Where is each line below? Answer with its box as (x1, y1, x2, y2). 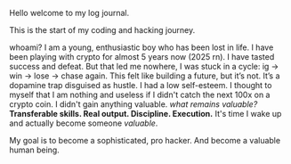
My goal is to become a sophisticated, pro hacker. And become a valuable (9, 135, 281, 145)
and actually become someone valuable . (9, 118, 158, 128)
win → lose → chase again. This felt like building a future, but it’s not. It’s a (9, 70, 280, 81)
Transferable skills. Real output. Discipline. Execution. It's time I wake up (9, 109, 282, 119)
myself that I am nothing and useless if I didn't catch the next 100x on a (9, 89, 271, 100)
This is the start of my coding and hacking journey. (9, 25, 196, 35)
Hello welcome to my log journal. (9, 8, 130, 18)
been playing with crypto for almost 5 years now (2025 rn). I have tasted (9, 52, 275, 61)
